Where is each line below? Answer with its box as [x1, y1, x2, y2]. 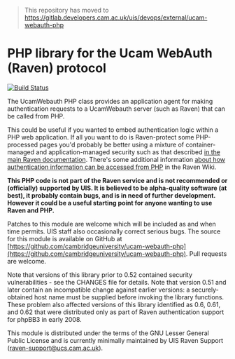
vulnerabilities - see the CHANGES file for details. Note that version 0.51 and [7, 278, 227, 286]
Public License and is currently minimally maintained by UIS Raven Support [7, 336, 224, 344]
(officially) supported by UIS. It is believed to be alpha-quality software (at [7, 184, 227, 192]
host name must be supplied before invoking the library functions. [34, 292, 225, 301]
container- [185, 140, 216, 149]
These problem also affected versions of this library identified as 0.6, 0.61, [7, 300, 221, 309]
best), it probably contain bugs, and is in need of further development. [7, 191, 216, 199]
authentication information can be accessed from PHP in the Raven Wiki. [7, 163, 217, 171]
